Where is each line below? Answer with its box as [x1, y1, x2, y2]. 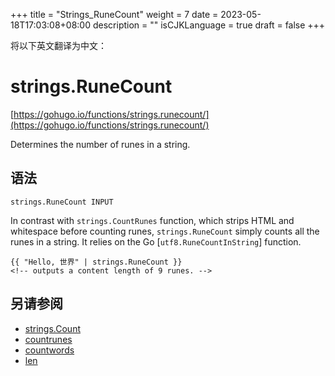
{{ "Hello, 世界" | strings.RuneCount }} [10, 257, 183, 267]
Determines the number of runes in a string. [10, 138, 191, 150]
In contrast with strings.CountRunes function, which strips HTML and [10, 214, 295, 226]
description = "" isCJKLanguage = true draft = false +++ [92, 19, 326, 31]
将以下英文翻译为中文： [10, 40, 107, 51]
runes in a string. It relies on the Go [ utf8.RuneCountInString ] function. [10, 235, 302, 248]
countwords [24, 344, 75, 356]
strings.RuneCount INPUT [10, 197, 114, 207]
